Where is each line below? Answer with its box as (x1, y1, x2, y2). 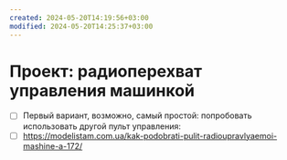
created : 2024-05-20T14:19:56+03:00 (9, 13, 149, 23)
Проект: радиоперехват (9, 61, 203, 82)
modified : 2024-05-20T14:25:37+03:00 (9, 22, 154, 31)
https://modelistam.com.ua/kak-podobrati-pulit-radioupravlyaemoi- (22, 130, 277, 141)
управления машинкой (9, 80, 195, 101)
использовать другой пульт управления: (22, 120, 181, 132)
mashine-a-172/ (22, 140, 83, 151)
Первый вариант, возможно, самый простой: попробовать (22, 110, 253, 121)
